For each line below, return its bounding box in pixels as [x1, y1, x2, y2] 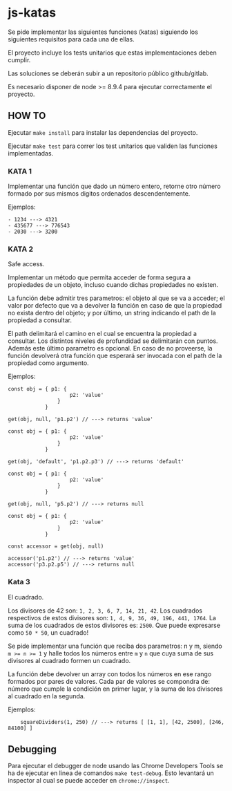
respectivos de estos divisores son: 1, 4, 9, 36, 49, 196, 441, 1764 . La [8, 613, 217, 622]
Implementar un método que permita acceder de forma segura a [8, 273, 191, 281]
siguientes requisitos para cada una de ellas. [8, 35, 135, 43]
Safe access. [8, 260, 45, 268]
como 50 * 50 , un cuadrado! [8, 628, 89, 637]
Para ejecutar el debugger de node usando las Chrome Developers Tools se [8, 762, 224, 770]
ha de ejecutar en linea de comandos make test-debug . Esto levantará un [8, 769, 215, 777]
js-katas [8, 5, 57, 21]
